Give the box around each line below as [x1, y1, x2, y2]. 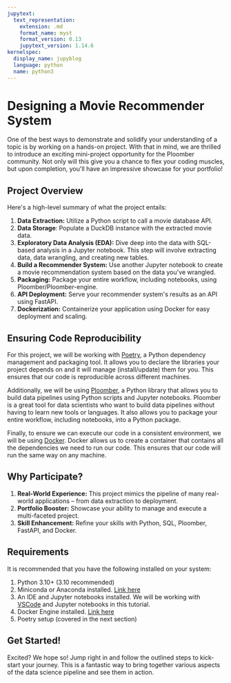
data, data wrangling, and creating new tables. [17, 253, 150, 262]
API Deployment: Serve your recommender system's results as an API [17, 290, 218, 298]
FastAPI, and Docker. [17, 526, 77, 534]
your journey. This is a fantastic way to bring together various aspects [21, 660, 221, 668]
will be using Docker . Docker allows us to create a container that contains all [7, 437, 224, 445]
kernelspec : [7, 49, 41, 56]
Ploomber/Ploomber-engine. [17, 283, 98, 291]
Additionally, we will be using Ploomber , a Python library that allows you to [7, 386, 219, 394]
